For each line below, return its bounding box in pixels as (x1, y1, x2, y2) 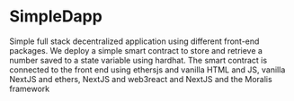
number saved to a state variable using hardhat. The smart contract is (9, 55, 268, 65)
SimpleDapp (9, 6, 103, 27)
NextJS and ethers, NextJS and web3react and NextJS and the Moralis (9, 73, 272, 84)
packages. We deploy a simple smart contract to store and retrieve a (9, 45, 263, 55)
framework (9, 83, 50, 94)
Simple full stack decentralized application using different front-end (9, 36, 260, 46)
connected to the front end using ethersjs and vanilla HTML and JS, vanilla (9, 64, 286, 75)
